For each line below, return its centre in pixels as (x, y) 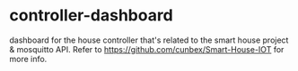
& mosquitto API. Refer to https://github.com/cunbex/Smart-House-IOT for (147, 49)
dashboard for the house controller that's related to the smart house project (149, 40)
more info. (28, 59)
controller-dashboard (91, 16)
